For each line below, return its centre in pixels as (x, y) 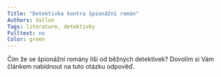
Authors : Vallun (31, 20)
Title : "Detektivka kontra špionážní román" (73, 14)
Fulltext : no (26, 33)
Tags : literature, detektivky (51, 26)
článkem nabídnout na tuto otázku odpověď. (71, 67)
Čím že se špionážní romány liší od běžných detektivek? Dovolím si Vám (111, 59)
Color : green (26, 40)
